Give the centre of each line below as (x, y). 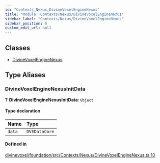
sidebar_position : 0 (26, 23)
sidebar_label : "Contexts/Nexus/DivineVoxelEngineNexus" (65, 19)
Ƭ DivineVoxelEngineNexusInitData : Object (49, 100)
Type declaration (23, 111)
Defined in (16, 144)
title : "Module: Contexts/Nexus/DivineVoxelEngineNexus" (65, 14)
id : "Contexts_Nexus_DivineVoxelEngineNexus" (52, 10)
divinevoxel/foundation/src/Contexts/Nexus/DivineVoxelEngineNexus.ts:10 (80, 155)
